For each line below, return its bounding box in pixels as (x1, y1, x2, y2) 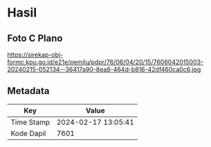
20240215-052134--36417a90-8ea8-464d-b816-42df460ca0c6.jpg (7, 66, 201, 73)
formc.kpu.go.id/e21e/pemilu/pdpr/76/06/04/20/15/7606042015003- (7, 58, 204, 66)
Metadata (7, 85, 50, 97)
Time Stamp (10, 117, 51, 127)
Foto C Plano (7, 32, 63, 44)
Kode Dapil (10, 128, 46, 138)
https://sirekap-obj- (7, 50, 64, 59)
